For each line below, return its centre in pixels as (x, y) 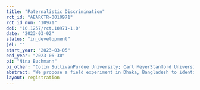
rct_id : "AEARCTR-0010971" (40, 17)
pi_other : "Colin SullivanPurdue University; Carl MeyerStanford (89, 67)
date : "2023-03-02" (30, 34)
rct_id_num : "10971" (32, 22)
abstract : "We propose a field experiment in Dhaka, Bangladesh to (92, 72)
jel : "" (16, 45)
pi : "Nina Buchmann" (32, 61)
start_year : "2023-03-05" (38, 50)
